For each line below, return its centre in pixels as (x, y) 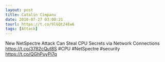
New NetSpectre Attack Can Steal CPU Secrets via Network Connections (83, 43)
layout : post (19, 10)
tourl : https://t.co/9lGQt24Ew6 (40, 24)
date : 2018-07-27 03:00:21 (34, 19)
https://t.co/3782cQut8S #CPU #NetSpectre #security (63, 49)
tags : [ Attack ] (22, 29)
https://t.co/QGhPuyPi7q (31, 54)
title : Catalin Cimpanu (31, 15)
